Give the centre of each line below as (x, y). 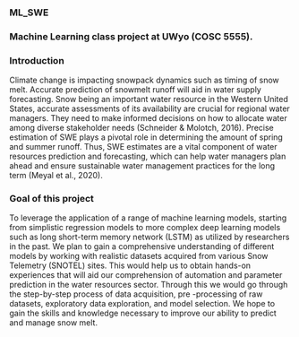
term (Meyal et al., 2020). (56, 176)
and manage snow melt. (54, 323)
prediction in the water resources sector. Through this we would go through (149, 285)
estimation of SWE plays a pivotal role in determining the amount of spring (146, 137)
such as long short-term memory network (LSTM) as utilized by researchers (149, 237)
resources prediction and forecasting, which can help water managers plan (148, 156)
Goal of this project (51, 199)
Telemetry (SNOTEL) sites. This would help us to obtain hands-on (130, 265)
